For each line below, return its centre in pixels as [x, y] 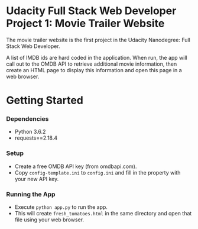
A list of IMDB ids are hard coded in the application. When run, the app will [97, 57]
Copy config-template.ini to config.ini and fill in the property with [98, 172]
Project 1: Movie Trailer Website [85, 23]
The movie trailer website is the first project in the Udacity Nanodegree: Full [98, 40]
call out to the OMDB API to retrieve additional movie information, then [92, 64]
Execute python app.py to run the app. [61, 207]
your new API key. [37, 179]
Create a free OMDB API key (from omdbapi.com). [76, 166]
